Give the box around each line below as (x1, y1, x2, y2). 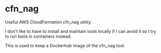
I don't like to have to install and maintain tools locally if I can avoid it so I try (5, 28, 156, 34)
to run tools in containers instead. (5, 33, 72, 39)
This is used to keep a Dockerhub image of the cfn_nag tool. (5, 42, 125, 48)
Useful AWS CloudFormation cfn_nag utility (5, 19, 91, 25)
